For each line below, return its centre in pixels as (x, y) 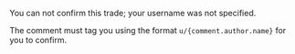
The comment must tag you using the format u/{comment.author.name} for (148, 30)
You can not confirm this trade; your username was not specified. (133, 13)
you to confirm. (38, 40)
